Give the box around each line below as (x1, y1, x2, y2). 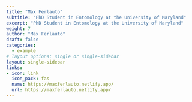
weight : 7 (6, 25, 31, 32)
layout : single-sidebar (6, 59, 66, 65)
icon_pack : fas (11, 76, 50, 82)
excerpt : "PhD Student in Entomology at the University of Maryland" (6, 20, 184, 26)
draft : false (6, 37, 39, 43)
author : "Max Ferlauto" (6, 31, 66, 37)
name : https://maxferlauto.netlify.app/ (11, 82, 114, 88)
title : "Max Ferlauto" (6, 8, 63, 15)
